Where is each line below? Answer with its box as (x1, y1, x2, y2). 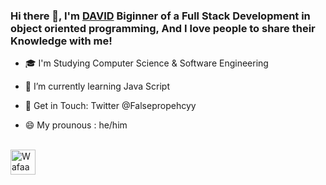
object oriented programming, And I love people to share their (10, 21, 316, 35)
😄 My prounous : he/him (24, 119, 128, 131)
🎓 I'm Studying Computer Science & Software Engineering (24, 57, 269, 69)
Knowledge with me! (10, 34, 113, 48)
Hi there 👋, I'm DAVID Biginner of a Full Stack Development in (10, 9, 311, 23)
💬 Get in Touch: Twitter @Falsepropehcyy (24, 100, 197, 112)
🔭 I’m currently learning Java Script (24, 80, 170, 93)
